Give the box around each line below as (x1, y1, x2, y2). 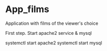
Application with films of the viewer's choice (5, 20, 98, 26)
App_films (5, 4, 49, 15)
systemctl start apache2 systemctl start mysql (5, 39, 102, 46)
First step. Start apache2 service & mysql (5, 30, 92, 36)
